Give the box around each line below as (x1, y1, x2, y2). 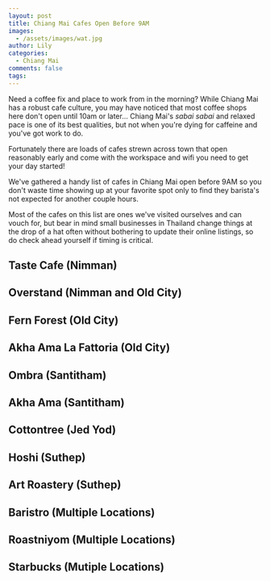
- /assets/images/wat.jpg (15, 34, 103, 43)
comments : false (8, 65, 63, 73)
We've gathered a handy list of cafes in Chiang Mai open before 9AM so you (8, 177, 262, 186)
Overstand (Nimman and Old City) (8, 286, 183, 299)
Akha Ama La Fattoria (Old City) (8, 341, 171, 355)
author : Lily (8, 42, 52, 50)
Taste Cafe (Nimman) (8, 259, 118, 273)
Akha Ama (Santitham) (8, 395, 125, 409)
